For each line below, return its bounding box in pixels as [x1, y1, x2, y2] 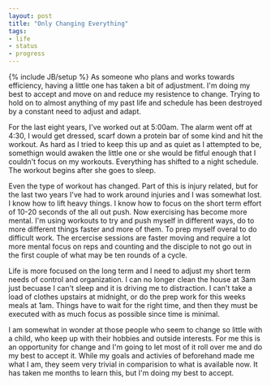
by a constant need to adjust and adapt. [8, 106, 142, 116]
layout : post [8, 11, 53, 20]
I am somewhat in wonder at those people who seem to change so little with [8, 325, 263, 334]
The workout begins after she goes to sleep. [8, 166, 157, 175]
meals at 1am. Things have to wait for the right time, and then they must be [8, 301, 258, 310]
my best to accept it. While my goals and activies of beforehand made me [8, 351, 255, 360]
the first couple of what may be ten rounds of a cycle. [8, 250, 188, 260]
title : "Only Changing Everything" [8, 20, 129, 28]
